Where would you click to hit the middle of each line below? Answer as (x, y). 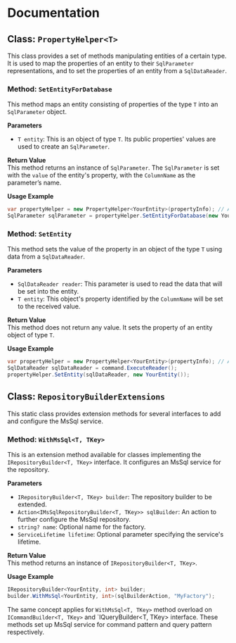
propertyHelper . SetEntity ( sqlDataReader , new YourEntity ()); (99, 375)
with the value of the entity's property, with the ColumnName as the (101, 175)
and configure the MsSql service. (55, 421)
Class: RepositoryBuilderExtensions (86, 397)
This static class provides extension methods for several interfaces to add (114, 413)
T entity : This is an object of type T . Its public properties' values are (117, 139)
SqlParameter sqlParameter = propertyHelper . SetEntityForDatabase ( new (113, 216)
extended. (32, 504)
